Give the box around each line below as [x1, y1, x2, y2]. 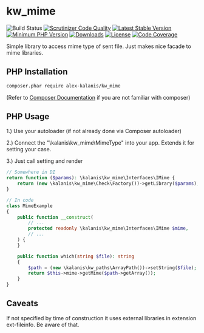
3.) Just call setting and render [6, 157, 83, 165]
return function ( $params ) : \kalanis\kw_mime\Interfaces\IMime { [6, 175, 175, 181]
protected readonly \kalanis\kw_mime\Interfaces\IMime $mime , [28, 225, 189, 232]
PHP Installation [6, 67, 68, 77]
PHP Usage [6, 111, 50, 122]
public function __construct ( [17, 214, 94, 220]
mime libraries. [6, 49, 44, 56]
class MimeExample [6, 202, 53, 209]
